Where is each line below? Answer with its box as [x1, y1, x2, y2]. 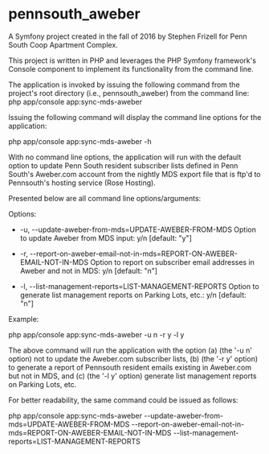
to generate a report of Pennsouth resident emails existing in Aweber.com [8, 362, 251, 372]
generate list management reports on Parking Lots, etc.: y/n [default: [19, 290, 247, 299]
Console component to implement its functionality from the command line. [8, 64, 255, 73]
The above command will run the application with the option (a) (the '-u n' [8, 345, 253, 355]
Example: [8, 314, 39, 324]
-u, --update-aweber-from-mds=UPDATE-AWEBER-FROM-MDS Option [19, 225, 257, 234]
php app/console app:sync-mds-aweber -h [8, 136, 152, 146]
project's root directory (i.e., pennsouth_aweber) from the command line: [8, 88, 250, 97]
